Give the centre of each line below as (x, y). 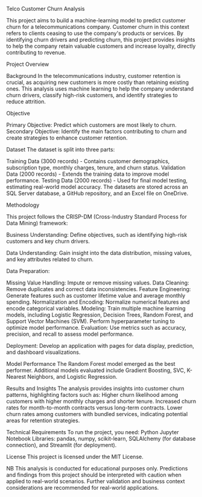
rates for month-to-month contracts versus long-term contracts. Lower (94, 408)
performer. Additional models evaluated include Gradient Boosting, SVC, (96, 370)
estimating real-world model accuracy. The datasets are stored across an (97, 187)
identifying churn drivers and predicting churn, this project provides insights (101, 40)
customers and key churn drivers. (48, 241)
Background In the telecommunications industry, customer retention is (93, 76)
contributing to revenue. (36, 53)
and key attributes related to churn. (50, 259)
